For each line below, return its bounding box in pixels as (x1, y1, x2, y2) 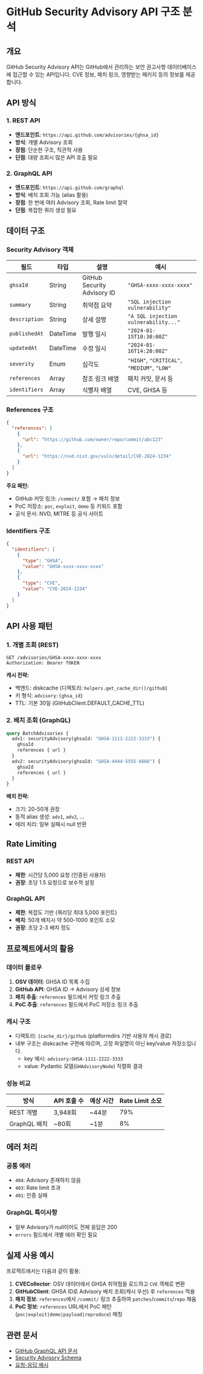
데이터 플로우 (6, 963, 42, 972)
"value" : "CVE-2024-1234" (22, 586, 88, 592)
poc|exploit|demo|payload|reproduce (17, 1312, 110, 1318)
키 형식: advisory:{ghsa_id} (14, 692, 83, 699)
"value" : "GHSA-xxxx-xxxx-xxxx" (22, 563, 104, 569)
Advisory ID (82, 288, 116, 297)
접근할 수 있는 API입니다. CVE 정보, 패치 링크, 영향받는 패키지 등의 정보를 (12, 71, 184, 78)
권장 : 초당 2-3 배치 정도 (14, 924, 71, 931)
